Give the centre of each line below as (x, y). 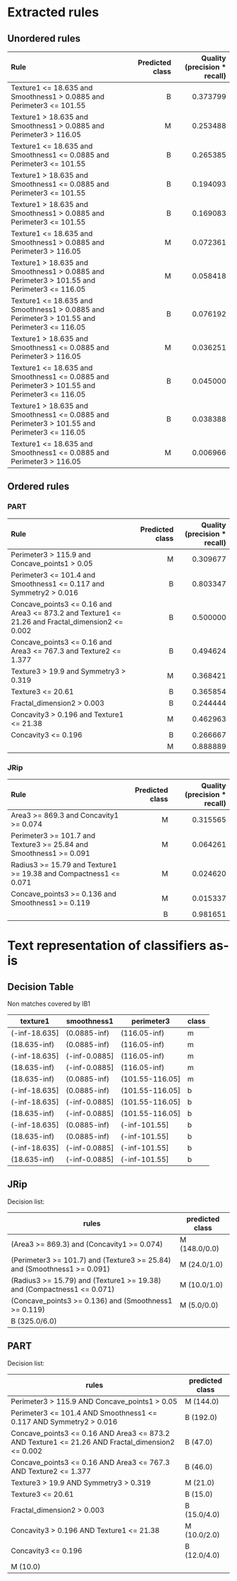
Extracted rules (53, 12)
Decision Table (41, 987)
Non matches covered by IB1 (49, 1004)
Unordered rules (44, 39)
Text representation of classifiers (107, 946)
